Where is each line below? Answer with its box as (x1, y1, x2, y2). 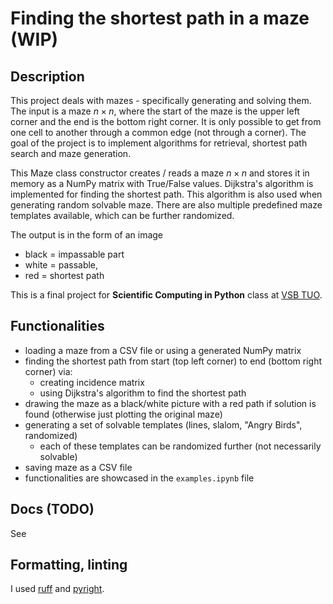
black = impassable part (24, 248, 125, 260)
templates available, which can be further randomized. (10, 210, 235, 221)
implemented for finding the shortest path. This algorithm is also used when (10, 188, 323, 200)
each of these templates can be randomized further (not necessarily (39, 440, 322, 452)
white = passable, (24, 259, 99, 271)
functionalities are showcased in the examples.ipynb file (24, 472, 255, 484)
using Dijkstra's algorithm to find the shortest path (39, 387, 247, 399)
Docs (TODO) (10, 501, 95, 518)
